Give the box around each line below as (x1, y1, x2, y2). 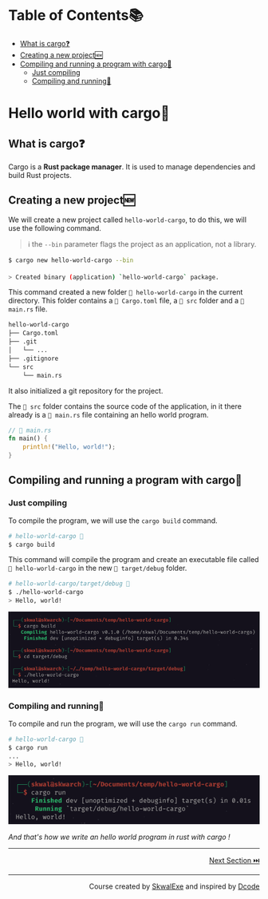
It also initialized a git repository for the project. (8, 386, 164, 395)
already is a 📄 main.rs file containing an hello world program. (8, 410, 209, 419)
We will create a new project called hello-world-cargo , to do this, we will (8, 215, 247, 224)
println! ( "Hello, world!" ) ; (22, 443, 116, 451)
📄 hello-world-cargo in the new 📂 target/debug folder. (8, 564, 187, 573)
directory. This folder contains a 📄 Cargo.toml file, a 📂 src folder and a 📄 (8, 296, 245, 306)
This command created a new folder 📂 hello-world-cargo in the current (8, 287, 243, 297)
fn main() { (8, 434, 48, 443)
